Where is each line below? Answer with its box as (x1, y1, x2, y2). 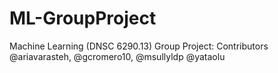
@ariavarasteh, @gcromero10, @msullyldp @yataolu (9, 50, 226, 62)
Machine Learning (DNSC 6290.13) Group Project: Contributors (9, 40, 269, 52)
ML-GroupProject (9, 7, 157, 30)
